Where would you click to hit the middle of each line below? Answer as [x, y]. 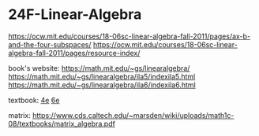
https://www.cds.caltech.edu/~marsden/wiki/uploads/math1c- [133, 115]
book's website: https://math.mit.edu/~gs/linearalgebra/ [99, 68]
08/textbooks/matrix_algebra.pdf [62, 123]
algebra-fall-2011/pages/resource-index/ [74, 53]
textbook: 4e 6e [34, 100]
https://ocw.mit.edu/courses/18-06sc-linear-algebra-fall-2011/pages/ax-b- [129, 36]
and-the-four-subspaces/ [50, 44]
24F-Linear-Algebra [75, 15]
